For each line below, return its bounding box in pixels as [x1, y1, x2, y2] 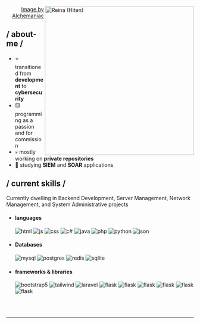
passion [14, 123, 35, 130]
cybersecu [14, 89, 43, 96]
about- [11, 29, 37, 39]
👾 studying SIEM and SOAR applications [14, 161, 114, 169]
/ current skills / [6, 179, 66, 189]
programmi [14, 110, 42, 117]
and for [14, 129, 33, 136]
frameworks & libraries [14, 268, 73, 275]
